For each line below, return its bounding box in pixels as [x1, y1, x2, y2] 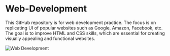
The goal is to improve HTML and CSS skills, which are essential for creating [5, 30, 165, 36]
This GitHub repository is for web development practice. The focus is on [5, 19, 156, 25]
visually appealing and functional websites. [5, 35, 95, 41]
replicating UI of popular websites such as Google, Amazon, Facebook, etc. [5, 24, 163, 30]
